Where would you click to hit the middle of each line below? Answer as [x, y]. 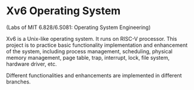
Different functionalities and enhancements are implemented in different [94, 75]
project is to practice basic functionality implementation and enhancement [97, 45]
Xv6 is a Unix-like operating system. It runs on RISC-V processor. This [92, 38]
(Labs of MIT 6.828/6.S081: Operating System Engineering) [79, 27]
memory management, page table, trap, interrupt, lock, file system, [88, 57]
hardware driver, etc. [32, 64]
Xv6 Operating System [63, 11]
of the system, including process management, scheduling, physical [90, 51]
